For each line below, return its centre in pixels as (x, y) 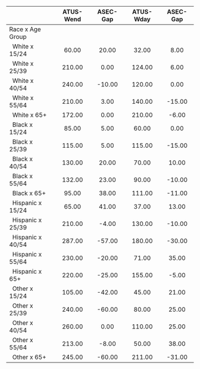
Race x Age (25, 29)
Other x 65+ (29, 357)
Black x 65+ (29, 193)
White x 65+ (29, 115)
